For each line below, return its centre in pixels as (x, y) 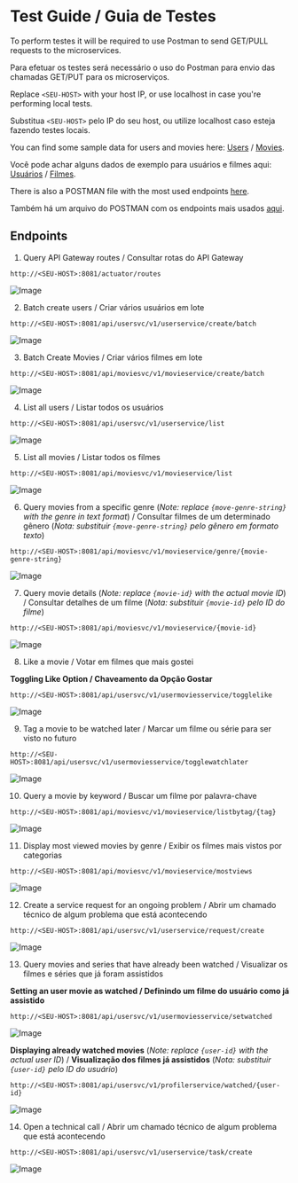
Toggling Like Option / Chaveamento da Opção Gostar (111, 678)
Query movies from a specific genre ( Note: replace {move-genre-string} (155, 506)
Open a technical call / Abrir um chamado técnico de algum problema (150, 1126)
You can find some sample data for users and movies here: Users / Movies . (147, 147)
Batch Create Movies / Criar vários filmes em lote (113, 357)
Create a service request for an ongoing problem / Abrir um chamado (149, 905)
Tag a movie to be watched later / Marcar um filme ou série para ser (147, 728)
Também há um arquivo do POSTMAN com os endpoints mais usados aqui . (147, 208)
